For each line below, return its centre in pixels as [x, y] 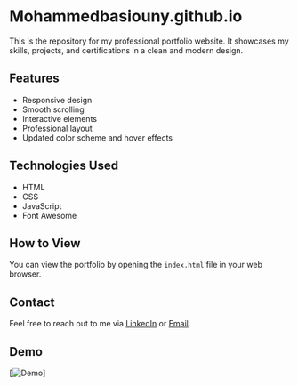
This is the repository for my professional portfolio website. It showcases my [149, 41]
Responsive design [57, 100]
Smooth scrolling [53, 109]
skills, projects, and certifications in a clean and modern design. [126, 50]
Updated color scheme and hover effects [97, 137]
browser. [25, 274]
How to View [45, 243]
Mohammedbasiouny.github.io [126, 16]
